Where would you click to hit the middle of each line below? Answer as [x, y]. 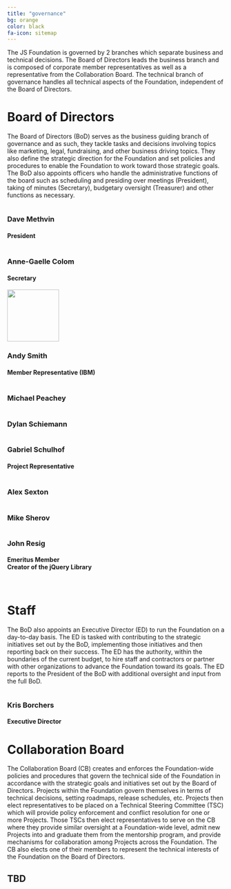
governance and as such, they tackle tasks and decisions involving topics [112, 144]
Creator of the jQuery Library [49, 567]
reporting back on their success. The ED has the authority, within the [105, 652]
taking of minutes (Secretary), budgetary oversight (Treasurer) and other [110, 188]
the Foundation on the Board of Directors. [66, 857]
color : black [26, 26]
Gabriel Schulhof [36, 450]
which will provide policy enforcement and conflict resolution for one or [109, 813]
